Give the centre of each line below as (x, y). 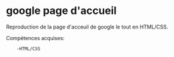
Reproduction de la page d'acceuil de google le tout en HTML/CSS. (87, 27)
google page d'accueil (62, 11)
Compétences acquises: (35, 38)
